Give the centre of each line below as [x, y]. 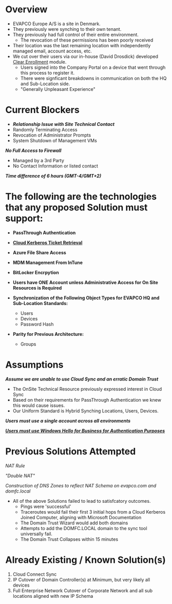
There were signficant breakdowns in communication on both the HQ [93, 78]
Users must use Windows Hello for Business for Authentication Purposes [85, 430]
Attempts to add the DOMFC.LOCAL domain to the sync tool [84, 528]
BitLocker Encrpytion [36, 272]
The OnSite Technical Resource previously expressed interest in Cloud [87, 389]
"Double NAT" [20, 476]
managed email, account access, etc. [52, 51]
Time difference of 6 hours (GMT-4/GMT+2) [53, 176]
